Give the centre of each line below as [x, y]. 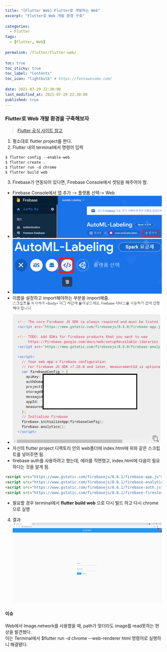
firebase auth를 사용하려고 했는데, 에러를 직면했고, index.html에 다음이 [82, 461]
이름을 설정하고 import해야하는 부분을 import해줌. [61, 298]
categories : [17, 26]
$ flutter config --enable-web [38, 157]
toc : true [15, 63]
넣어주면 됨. [33, 454]
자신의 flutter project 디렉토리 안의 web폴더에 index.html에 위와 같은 [80, 448]
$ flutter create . [25, 162]
